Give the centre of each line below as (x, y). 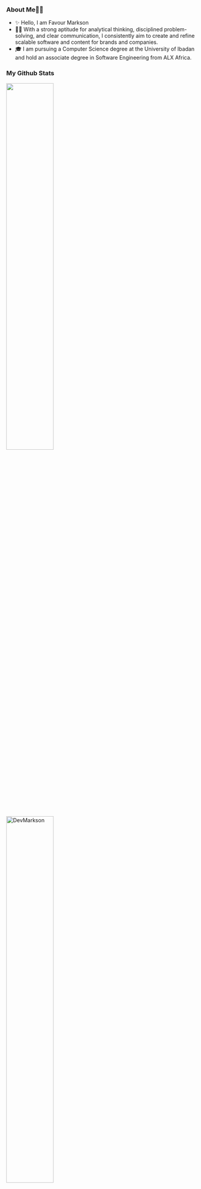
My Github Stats (30, 73)
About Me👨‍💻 (25, 10)
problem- (175, 29)
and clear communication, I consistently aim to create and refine (115, 36)
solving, (25, 36)
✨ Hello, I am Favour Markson (52, 23)
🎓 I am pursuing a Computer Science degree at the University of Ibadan (105, 49)
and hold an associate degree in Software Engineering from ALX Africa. (103, 58)
